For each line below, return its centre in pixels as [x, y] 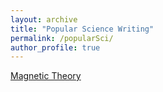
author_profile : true [55, 47]
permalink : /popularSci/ [62, 38]
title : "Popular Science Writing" [82, 29]
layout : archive [44, 19]
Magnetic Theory [46, 76]
